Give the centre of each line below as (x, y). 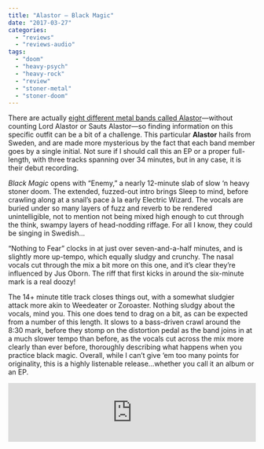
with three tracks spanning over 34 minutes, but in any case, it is (137, 160)
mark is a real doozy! (42, 282)
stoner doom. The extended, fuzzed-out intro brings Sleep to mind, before (128, 192)
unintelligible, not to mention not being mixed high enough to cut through (126, 217)
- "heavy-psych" (42, 67)
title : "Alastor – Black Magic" (61, 15)
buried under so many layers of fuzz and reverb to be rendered (110, 208)
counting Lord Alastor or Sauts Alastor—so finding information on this (121, 126)
